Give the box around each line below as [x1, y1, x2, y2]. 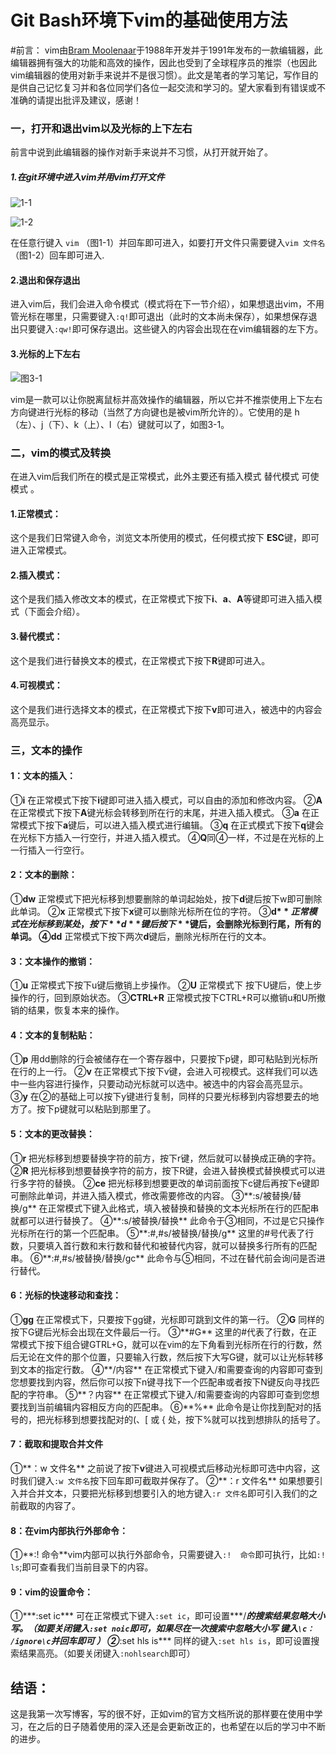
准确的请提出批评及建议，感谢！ [10, 94, 142, 106]
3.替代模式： [10, 630, 63, 642]
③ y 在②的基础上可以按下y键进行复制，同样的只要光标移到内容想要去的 [10, 1091, 311, 1103]
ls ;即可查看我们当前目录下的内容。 [10, 1561, 154, 1573]
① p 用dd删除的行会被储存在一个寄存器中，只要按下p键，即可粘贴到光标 [10, 1053, 310, 1065]
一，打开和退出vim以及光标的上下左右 [10, 121, 193, 135]
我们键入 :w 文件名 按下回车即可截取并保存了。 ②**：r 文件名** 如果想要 [18, 1475, 315, 1487]
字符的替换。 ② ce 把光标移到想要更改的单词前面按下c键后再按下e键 [27, 1177, 312, 1189]
